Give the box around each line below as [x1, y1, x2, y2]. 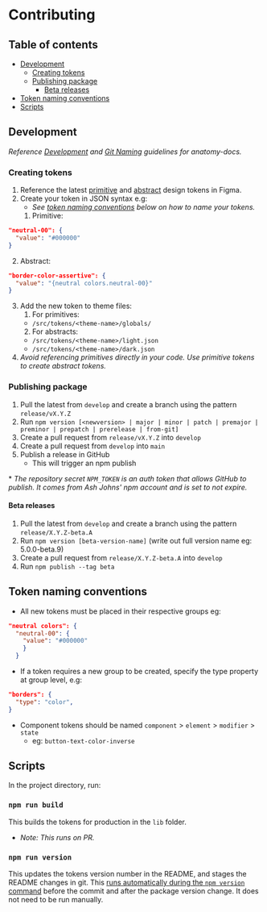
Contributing [8, 6, 96, 24]
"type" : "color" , [15, 698, 74, 706]
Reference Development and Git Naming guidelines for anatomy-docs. [8, 147, 242, 156]
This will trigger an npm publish [31, 458, 137, 468]
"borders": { [8, 691, 52, 699]
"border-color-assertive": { [8, 272, 106, 280]
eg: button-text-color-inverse [31, 735, 135, 745]
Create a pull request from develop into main [19, 441, 166, 451]
